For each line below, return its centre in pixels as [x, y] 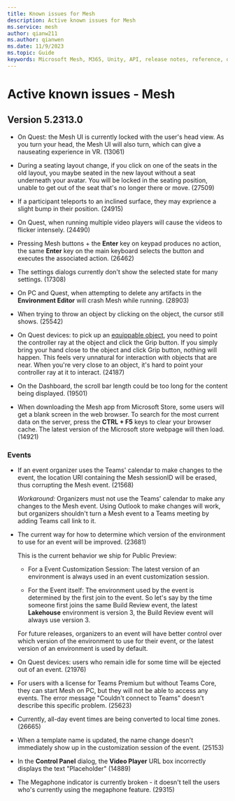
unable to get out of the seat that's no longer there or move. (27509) [116, 187]
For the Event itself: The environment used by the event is [111, 591]
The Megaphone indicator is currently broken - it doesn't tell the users [119, 782]
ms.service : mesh [33, 27]
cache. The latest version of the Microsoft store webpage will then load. [121, 429]
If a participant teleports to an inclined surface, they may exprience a [117, 201]
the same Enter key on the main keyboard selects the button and [111, 250]
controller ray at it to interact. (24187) [71, 372]
